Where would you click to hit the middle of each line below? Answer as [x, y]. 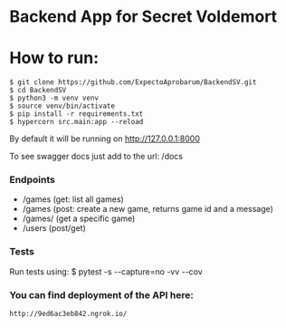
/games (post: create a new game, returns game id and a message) [148, 209]
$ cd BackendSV [38, 91]
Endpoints [33, 180]
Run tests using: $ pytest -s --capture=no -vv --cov [106, 271]
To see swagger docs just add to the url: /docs [96, 157]
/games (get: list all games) [73, 199]
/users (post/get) [54, 228]
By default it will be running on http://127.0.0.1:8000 [105, 139]
